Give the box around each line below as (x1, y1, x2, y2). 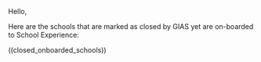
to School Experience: (8, 31, 80, 39)
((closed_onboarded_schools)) (8, 46, 107, 54)
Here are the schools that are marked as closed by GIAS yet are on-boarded (8, 22, 254, 31)
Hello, (8, 7, 27, 16)
